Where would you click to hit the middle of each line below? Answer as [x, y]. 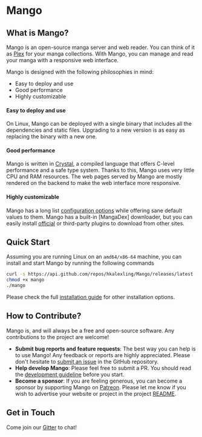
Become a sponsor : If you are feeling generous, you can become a [99, 381]
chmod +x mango [25, 280]
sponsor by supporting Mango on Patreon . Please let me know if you [100, 387]
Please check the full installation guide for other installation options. [91, 297]
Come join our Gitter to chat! [42, 427]
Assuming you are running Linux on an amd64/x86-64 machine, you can [94, 257]
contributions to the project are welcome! [58, 337]
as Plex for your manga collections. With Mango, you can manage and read [100, 54]
